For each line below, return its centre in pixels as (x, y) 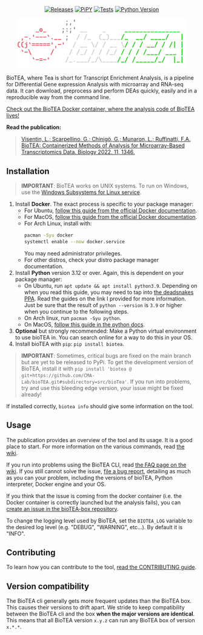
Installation (28, 171)
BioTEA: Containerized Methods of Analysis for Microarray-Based (103, 145)
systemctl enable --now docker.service (75, 241)
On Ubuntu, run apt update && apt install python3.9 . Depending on (111, 285)
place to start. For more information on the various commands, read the (95, 446)
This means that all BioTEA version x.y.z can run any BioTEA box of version (101, 620)
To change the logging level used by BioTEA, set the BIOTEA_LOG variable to (99, 521)
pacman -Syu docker (49, 235)
